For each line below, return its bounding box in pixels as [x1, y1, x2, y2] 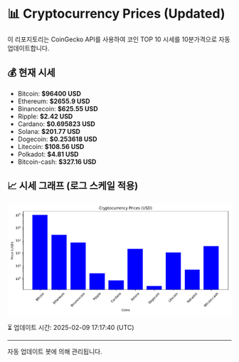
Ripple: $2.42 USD [17, 112, 73, 120]
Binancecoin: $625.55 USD [17, 104, 98, 113]
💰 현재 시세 [7, 67, 55, 79]
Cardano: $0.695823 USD [17, 119, 96, 128]
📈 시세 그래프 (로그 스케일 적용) [7, 180, 139, 192]
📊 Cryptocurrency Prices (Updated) [7, 6, 225, 22]
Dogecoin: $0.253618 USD [17, 135, 97, 143]
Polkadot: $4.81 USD [17, 150, 79, 158]
